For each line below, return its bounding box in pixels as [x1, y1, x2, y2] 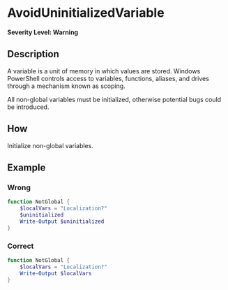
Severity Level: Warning [7, 28, 79, 36]
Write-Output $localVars [20, 270, 92, 277]
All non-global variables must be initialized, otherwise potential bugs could [7, 95, 222, 103]
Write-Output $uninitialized [20, 218, 105, 225]
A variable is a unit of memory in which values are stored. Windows [7, 66, 201, 75]
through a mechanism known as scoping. [7, 82, 126, 90]
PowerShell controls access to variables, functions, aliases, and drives [7, 74, 209, 82]
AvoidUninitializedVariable [7, 5, 165, 21]
